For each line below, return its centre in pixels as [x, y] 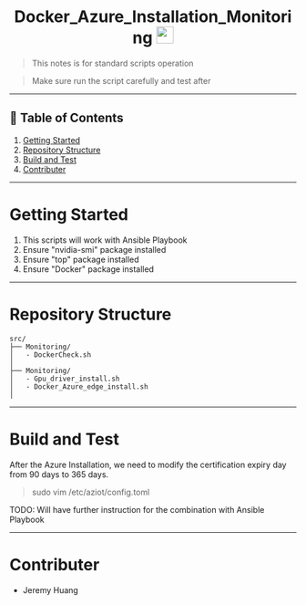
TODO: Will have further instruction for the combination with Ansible [137, 509]
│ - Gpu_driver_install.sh [65, 379]
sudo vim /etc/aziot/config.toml [91, 492]
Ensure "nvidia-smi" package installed [94, 249]
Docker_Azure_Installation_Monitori [153, 17]
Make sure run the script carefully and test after [121, 80]
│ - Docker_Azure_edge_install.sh [79, 386]
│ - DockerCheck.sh [51, 355]
